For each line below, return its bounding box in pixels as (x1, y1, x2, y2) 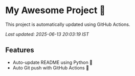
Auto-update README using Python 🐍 (12, 59, 93, 65)
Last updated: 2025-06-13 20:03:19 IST (5, 31, 89, 37)
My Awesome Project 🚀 (5, 5, 106, 16)
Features (5, 46, 34, 55)
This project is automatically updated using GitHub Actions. (5, 21, 130, 27)
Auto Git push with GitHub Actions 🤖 (12, 64, 89, 70)
